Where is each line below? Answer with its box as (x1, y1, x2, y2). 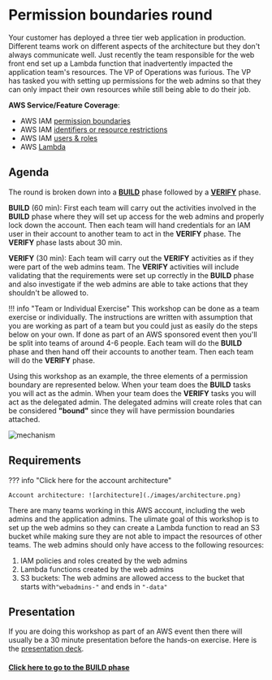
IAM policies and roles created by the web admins (19, 556, 188, 565)
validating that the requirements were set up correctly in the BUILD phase (8, 270, 254, 280)
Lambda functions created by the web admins (19, 564, 175, 574)
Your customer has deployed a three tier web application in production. (8, 33, 246, 42)
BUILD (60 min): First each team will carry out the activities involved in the (8, 203, 257, 212)
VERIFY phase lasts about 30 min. (8, 238, 123, 247)
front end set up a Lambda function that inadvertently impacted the (8, 59, 234, 68)
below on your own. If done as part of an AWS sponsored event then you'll (8, 329, 257, 339)
